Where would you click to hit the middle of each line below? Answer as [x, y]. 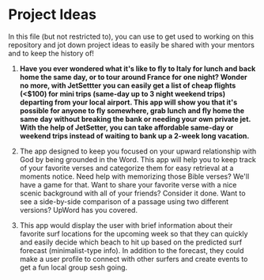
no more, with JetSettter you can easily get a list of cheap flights [128, 85]
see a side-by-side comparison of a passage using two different [124, 201]
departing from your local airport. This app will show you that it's [128, 102]
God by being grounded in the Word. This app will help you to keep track [138, 159]
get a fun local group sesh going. [74, 267]
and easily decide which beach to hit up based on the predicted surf [131, 242]
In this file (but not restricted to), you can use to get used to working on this [131, 36]
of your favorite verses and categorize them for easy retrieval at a [126, 168]
